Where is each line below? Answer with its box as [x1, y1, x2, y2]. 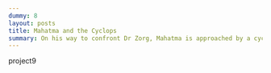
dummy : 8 [8, 11, 38, 20]
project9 [8, 56, 36, 66]
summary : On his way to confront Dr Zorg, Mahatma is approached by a [8, 34, 251, 43]
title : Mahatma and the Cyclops [8, 26, 117, 34]
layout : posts [8, 19, 56, 27]
